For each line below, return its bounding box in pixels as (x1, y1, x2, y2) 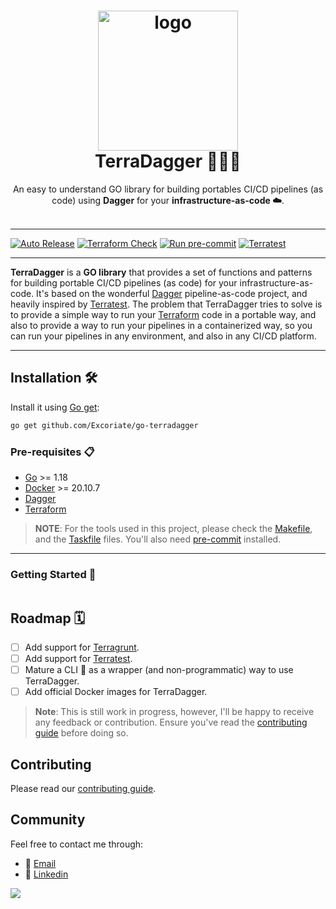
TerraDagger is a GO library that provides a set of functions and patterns (10, 266, 313, 278)
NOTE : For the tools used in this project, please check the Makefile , (34, 522, 313, 534)
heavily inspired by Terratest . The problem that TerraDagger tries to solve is (10, 298, 323, 310)
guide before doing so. (34, 727, 129, 739)
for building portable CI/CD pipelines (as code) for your (10, 276, 238, 289)
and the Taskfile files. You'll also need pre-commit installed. (34, 533, 282, 545)
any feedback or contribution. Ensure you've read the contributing (34, 716, 308, 729)
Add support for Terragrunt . (24, 641, 140, 654)
